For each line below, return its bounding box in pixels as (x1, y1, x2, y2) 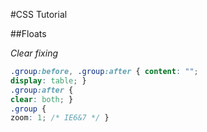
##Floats (10, 28, 47, 39)
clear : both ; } (10, 94, 74, 104)
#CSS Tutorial (10, 9, 68, 20)
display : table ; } (10, 75, 87, 86)
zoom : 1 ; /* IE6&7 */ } (10, 113, 110, 123)
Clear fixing (10, 47, 59, 59)
